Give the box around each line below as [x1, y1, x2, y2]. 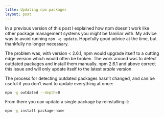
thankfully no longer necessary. [5, 41, 69, 47]
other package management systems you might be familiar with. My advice [5, 30, 157, 36]
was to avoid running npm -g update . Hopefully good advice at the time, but [5, 35, 157, 42]
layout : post [5, 12, 32, 17]
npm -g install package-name [5, 108, 65, 113]
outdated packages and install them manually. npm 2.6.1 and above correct [5, 61, 156, 67]
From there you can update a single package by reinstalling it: [5, 99, 130, 105]
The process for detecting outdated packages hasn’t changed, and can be [5, 75, 155, 81]
